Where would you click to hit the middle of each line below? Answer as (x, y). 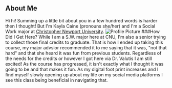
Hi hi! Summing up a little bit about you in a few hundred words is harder (81, 20)
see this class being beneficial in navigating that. (57, 80)
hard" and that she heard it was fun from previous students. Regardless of (83, 53)
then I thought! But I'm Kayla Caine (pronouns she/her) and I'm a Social (80, 26)
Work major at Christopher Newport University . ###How (83, 31)
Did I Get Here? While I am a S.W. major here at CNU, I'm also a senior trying (86, 37)
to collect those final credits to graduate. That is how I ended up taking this (84, 42)
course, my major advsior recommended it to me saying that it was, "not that (86, 47)
